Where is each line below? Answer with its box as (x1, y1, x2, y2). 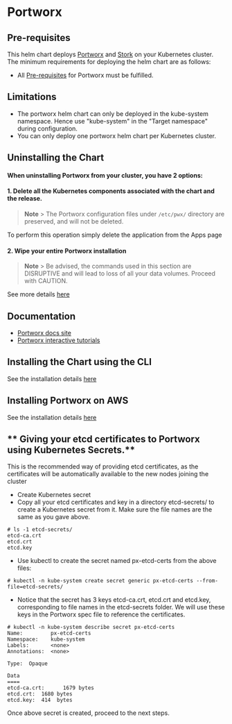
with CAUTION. (24, 277, 68, 285)
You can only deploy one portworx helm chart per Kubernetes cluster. (17, 131, 217, 140)
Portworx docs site (17, 329, 71, 337)
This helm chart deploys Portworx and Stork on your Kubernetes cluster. (7, 50, 214, 58)
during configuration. (17, 124, 78, 133)
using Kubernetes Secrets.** (7, 444, 136, 456)
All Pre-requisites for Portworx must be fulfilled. (17, 71, 154, 79)
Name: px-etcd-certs (7, 630, 91, 637)
